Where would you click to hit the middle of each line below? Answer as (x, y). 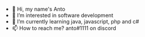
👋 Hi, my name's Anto (39, 9)
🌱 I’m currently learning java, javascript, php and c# (75, 21)
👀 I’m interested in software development (63, 15)
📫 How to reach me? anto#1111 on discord (64, 28)
